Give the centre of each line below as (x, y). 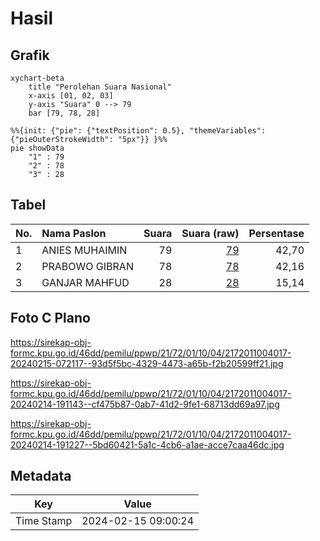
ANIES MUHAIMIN (84, 250)
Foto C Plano (50, 318)
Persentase (276, 233)
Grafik (30, 55)
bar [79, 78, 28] (64, 113)
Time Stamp (44, 521)
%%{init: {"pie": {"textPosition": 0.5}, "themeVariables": (138, 131)
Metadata (41, 476)
